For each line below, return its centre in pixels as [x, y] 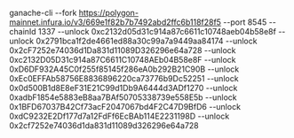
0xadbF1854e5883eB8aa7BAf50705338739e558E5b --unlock [123, 97]
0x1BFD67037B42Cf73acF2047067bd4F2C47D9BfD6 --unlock [125, 107]
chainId [23, 31]
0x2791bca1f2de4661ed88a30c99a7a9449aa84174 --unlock [146, 41]
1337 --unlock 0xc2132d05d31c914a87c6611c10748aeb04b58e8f [158, 31]
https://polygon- [109, 13]
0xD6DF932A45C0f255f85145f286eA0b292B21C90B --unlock [124, 69]
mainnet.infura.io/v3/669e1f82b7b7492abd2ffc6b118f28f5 [115, 22]
